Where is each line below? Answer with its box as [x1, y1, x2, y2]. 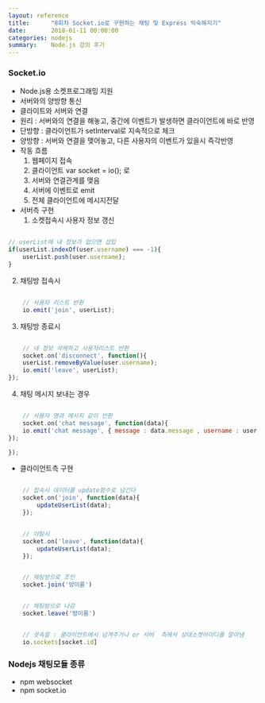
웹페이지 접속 [31, 156, 73, 165]
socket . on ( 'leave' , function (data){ [22, 537, 144, 545]
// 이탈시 [22, 530, 50, 538]
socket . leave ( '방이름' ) [22, 609, 97, 618]
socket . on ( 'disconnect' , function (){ [22, 351, 148, 360]
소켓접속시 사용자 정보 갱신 [31, 215, 115, 225]
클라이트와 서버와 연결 [19, 106, 89, 116]
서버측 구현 [19, 206, 55, 215]
